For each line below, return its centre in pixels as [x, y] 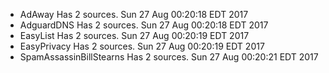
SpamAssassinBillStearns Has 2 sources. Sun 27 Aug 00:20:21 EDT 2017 [169, 57]
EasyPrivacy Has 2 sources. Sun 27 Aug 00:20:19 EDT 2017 [142, 46]
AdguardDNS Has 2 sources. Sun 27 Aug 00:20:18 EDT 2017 [144, 25]
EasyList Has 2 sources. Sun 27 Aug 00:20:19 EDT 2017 [134, 35]
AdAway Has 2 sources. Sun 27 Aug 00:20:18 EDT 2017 [134, 14]
